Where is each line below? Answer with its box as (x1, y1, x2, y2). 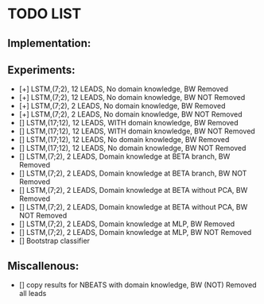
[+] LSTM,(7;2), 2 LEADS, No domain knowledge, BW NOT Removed (18, 110, 243, 119)
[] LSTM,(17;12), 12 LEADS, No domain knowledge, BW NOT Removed (18, 144, 247, 153)
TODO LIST (7, 5, 82, 23)
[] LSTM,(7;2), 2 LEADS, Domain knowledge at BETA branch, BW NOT (18, 168, 247, 179)
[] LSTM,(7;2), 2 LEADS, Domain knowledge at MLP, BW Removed (18, 219, 235, 229)
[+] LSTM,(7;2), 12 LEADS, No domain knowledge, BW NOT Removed (18, 93, 246, 102)
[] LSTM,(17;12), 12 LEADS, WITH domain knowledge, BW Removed (18, 118, 239, 128)
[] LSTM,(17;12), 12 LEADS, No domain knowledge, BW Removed (18, 135, 230, 144)
